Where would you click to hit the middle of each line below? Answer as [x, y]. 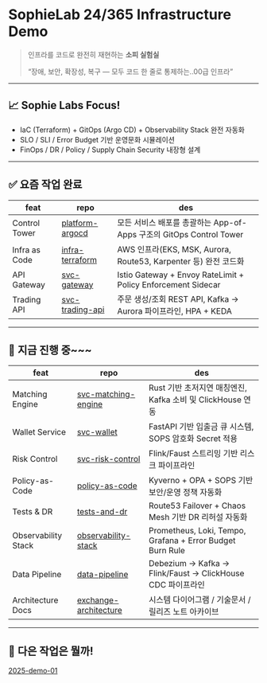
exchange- [98, 600]
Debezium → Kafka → [189, 564]
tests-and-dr [102, 512]
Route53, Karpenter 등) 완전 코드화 [181, 261]
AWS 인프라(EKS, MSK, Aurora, [174, 249]
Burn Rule [166, 551]
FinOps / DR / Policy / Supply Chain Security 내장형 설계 [110, 150]
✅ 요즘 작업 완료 [45, 185]
